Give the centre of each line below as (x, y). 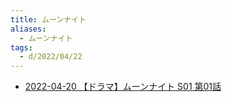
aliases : (28, 29)
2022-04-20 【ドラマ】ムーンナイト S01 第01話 (123, 87)
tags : (21, 47)
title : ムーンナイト (48, 19)
